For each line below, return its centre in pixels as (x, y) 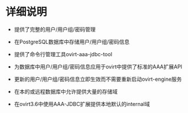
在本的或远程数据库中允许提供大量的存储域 (66, 91)
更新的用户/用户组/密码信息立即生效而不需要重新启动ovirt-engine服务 (98, 79)
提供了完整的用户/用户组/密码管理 (55, 29)
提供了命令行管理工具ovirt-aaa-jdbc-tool (63, 54)
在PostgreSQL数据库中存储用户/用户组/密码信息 (72, 42)
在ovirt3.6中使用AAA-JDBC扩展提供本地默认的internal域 (82, 104)
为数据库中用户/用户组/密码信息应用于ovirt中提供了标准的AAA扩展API (98, 66)
